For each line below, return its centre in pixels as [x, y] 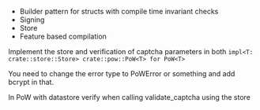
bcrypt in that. [31, 82]
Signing [32, 20]
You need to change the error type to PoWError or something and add [122, 73]
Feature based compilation [63, 36]
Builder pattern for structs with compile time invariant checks [119, 11]
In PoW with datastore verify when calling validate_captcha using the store [130, 97]
